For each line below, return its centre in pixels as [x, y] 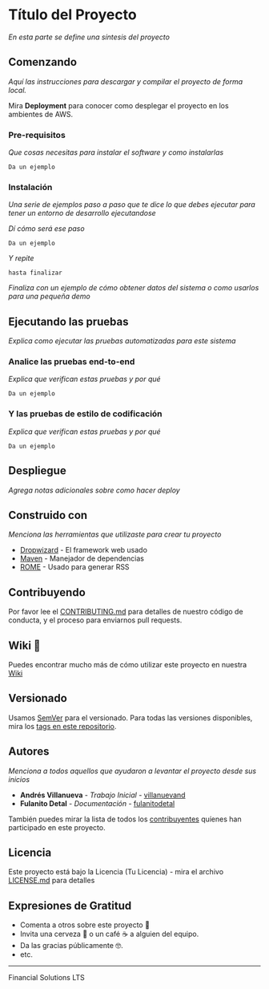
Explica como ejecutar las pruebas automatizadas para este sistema [122, 341]
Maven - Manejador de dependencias [82, 558]
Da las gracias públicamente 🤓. [72, 946]
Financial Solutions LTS [47, 978]
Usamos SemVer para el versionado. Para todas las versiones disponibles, [130, 717]
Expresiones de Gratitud [70, 905]
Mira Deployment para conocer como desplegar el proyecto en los [119, 105]
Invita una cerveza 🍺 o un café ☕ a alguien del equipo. [109, 934]
